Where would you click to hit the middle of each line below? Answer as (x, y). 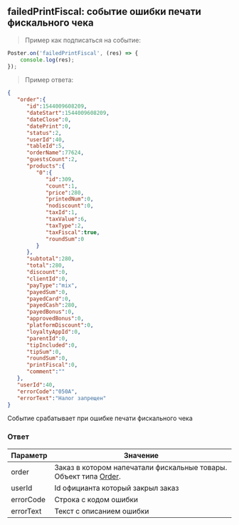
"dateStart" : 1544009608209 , (68, 113)
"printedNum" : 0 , (69, 199)
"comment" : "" (46, 372)
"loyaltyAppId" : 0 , (53, 332)
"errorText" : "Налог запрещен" (62, 398)
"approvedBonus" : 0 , (55, 319)
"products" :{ (46, 166)
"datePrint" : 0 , (49, 126)
